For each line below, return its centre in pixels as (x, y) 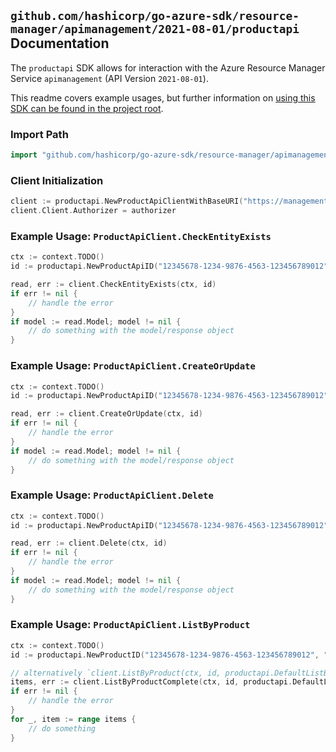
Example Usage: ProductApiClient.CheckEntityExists (141, 236)
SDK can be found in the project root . (87, 108)
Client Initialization (57, 180)
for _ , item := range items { (73, 719)
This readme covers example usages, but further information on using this (163, 97)
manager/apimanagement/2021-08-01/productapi (155, 29)
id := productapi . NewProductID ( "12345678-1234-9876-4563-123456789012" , (165, 655)
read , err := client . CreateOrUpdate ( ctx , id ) (106, 414)
